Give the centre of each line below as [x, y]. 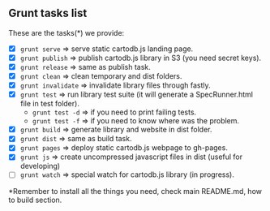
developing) [40, 166]
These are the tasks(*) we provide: [66, 32]
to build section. [35, 200]
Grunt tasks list [48, 13]
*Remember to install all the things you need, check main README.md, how [135, 191]
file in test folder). [49, 104]
